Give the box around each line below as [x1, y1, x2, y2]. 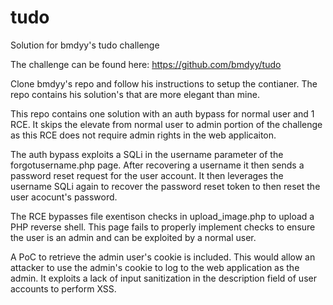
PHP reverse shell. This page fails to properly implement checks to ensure [10, 221, 316, 233]
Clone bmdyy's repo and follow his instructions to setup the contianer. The [10, 77, 318, 90]
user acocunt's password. [10, 191, 118, 203]
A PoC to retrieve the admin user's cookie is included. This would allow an [10, 251, 316, 263]
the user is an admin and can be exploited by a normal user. [10, 231, 257, 243]
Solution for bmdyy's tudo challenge [10, 39, 160, 51]
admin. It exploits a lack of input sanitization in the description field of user [10, 272, 317, 284]
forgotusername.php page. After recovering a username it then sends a [10, 159, 305, 171]
